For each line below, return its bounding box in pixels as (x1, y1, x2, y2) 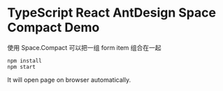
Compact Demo (7, 19, 100, 35)
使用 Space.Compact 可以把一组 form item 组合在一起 (7, 43, 162, 51)
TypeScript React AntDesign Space (7, 5, 217, 21)
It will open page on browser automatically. (7, 75, 131, 84)
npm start (7, 63, 36, 70)
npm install (7, 57, 42, 64)
